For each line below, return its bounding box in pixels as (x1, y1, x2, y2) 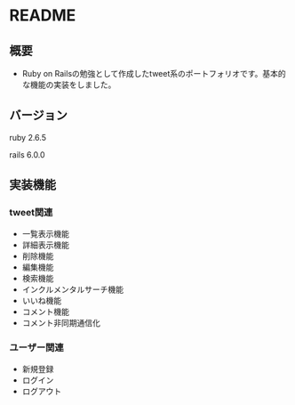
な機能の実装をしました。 (21, 79, 116, 90)
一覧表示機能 (21, 228, 69, 239)
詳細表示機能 (21, 239, 69, 250)
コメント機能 (21, 306, 69, 317)
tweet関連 (9, 207, 53, 219)
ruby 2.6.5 (9, 132, 47, 142)
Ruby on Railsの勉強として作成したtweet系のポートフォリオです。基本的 (21, 69, 286, 78)
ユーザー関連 (9, 342, 64, 354)
